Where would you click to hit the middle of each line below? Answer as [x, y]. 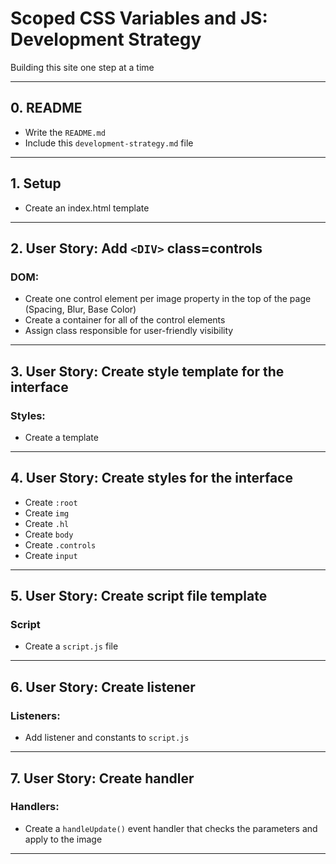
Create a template [61, 437]
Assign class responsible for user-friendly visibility [129, 331]
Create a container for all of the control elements [125, 320]
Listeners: [35, 715]
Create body [49, 534]
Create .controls [60, 544]
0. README [46, 108]
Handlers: [35, 807]
